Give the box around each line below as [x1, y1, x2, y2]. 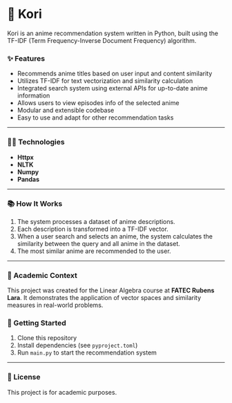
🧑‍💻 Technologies [7, 138, 65, 147]
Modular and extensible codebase [17, 106, 115, 115]
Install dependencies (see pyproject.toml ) [17, 341, 138, 350]
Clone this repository [17, 334, 77, 342]
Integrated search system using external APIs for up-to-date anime [17, 84, 209, 93]
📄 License [7, 373, 41, 382]
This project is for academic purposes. [7, 388, 117, 396]
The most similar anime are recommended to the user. [17, 247, 171, 255]
